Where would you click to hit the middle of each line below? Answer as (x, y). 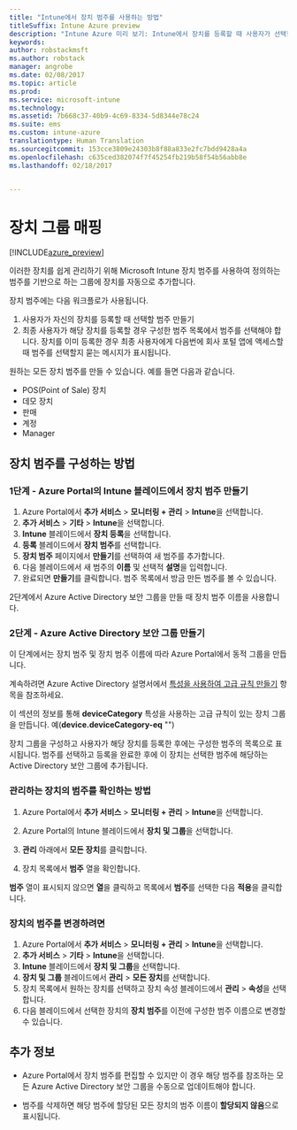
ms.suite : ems (35, 125)
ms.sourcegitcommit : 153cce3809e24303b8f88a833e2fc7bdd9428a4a (128, 149)
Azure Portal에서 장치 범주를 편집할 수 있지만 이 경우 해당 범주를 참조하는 (148, 1075)
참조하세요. (45, 695)
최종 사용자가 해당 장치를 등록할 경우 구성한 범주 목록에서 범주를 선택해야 (147, 331)
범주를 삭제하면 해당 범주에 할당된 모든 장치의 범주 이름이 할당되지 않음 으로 (150, 1105)
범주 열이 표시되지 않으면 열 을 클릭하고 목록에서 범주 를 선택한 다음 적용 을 (134, 887)
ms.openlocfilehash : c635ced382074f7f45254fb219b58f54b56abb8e (128, 157)
